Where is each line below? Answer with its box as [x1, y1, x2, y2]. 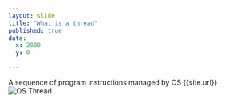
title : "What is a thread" [8, 19, 98, 27]
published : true [8, 26, 62, 34]
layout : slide [8, 11, 56, 20]
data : [8, 34, 26, 42]
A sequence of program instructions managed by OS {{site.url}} [8, 77, 218, 87]
